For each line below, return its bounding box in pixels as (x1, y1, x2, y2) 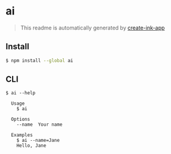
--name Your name (16, 122, 63, 128)
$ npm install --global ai (5, 57, 73, 64)
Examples (11, 132, 33, 138)
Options (11, 116, 31, 123)
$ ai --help (5, 90, 36, 96)
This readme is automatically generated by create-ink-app (20, 24, 165, 31)
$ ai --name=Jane (16, 137, 60, 144)
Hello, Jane (16, 143, 46, 149)
